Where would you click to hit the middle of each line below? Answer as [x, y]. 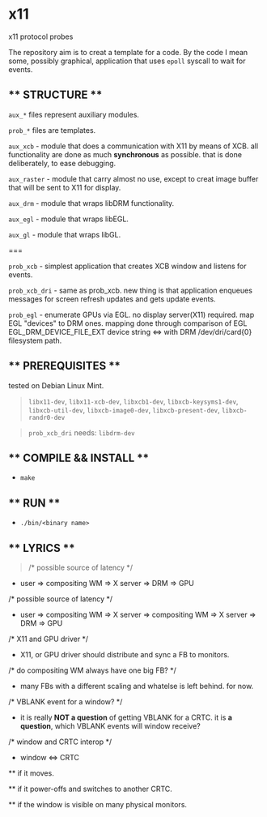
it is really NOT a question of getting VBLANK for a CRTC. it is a [126, 717]
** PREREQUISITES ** [65, 366]
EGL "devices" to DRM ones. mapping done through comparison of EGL [128, 323]
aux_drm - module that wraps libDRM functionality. [91, 203]
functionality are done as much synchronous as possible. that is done [125, 154]
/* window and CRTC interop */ [60, 742]
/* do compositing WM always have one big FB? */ [92, 670]
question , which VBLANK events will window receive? [110, 726]
